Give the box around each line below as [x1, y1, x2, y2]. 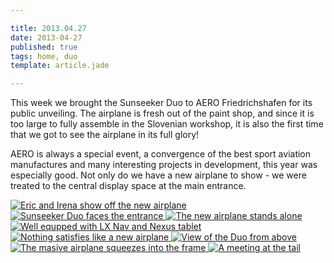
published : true [10, 42, 78, 52]
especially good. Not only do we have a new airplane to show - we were [10, 169, 307, 181]
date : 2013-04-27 [10, 32, 83, 43]
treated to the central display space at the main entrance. [10, 180, 247, 192]
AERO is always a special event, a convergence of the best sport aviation [10, 148, 312, 160]
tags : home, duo [10, 51, 78, 61]
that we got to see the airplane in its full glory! [10, 129, 200, 141]
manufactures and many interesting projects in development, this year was [10, 159, 318, 171]
